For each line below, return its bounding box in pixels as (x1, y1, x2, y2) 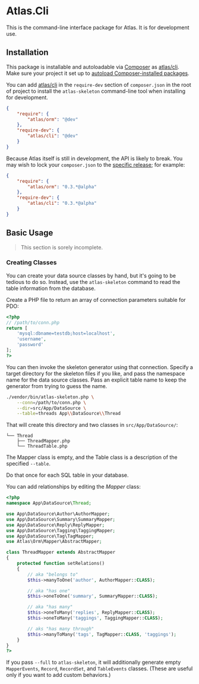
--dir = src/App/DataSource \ (17, 405, 86, 411)
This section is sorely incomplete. (20, 243, 103, 251)
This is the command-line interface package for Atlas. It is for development (6, 24, 189, 31)
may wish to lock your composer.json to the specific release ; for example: (6, 161, 185, 168)
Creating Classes (6, 258, 57, 267)
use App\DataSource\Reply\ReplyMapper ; (6, 522, 105, 528)
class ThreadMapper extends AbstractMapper (6, 549, 116, 555)
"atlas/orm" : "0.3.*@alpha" (27, 183, 97, 190)
